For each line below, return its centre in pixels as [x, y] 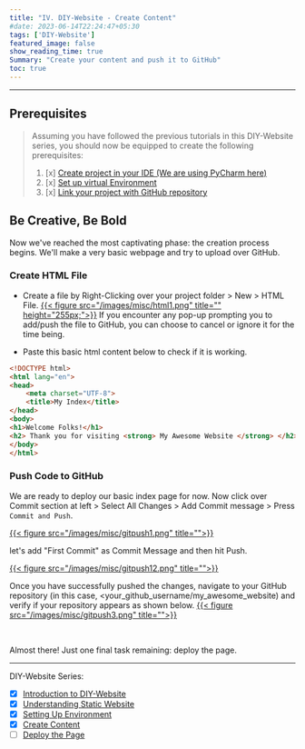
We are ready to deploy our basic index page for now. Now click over [138, 495]
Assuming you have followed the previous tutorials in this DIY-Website [162, 135]
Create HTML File [49, 275]
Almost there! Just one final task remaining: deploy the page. [123, 650]
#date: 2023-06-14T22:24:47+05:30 [75, 26]
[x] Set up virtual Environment [101, 182]
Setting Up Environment [67, 714]
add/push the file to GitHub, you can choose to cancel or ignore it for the [158, 325]
